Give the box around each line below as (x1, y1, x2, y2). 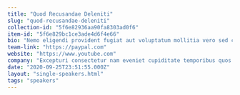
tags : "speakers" (7, 76, 59, 84)
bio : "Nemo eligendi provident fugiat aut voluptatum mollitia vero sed (7, 37, 229, 44)
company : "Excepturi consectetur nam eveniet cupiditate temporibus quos (7, 57, 232, 64)
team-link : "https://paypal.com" (7, 44, 107, 51)
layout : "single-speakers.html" (7, 70, 104, 77)
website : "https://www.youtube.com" (7, 51, 116, 58)
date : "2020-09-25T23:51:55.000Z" (7, 64, 111, 71)
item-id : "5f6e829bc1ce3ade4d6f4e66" (7, 30, 120, 38)
